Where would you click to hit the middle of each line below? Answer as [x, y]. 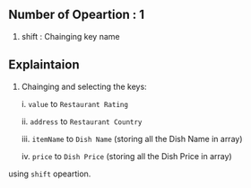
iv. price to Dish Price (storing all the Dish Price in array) [126, 156]
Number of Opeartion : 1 [77, 15]
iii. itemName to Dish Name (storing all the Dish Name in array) [132, 139]
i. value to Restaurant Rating [75, 103]
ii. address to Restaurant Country [82, 121]
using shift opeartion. [50, 174]
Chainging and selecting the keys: [84, 86]
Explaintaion [44, 65]
